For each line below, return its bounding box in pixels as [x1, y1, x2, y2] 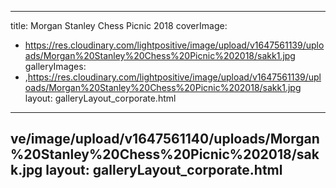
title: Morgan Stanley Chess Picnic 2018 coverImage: [10, 20, 228, 31]
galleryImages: [24, 61, 87, 72]
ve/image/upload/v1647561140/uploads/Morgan [10, 131, 320, 148]
